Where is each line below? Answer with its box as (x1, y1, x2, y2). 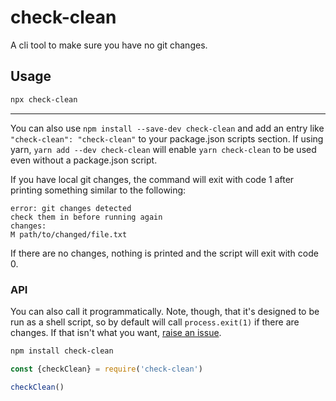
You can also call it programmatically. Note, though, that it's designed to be (10, 305, 320, 317)
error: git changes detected (10, 203, 132, 213)
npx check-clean (10, 94, 78, 105)
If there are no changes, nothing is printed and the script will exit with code (10, 247, 319, 259)
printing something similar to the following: (10, 184, 187, 196)
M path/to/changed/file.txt (10, 229, 128, 240)
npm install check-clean (10, 346, 114, 356)
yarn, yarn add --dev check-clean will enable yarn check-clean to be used (10, 143, 317, 155)
